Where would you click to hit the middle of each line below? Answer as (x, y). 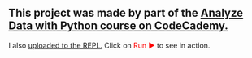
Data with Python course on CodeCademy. (119, 26)
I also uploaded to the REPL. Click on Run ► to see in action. (109, 45)
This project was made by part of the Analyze (126, 13)
